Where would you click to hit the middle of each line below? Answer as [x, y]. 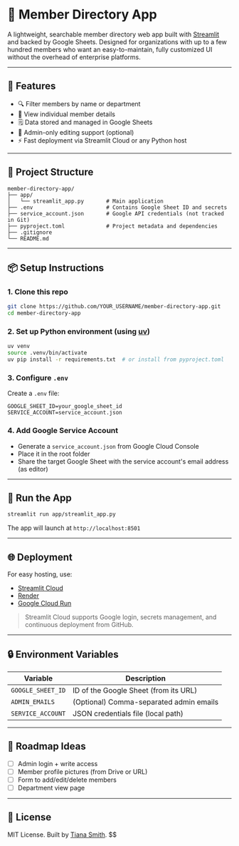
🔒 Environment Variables [63, 654]
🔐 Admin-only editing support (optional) [76, 132]
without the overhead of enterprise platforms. [74, 57]
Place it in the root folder [54, 454]
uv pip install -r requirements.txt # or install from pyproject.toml [116, 360]
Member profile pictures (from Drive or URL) [83, 771]
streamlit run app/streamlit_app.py [62, 514]
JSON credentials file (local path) [128, 713]
